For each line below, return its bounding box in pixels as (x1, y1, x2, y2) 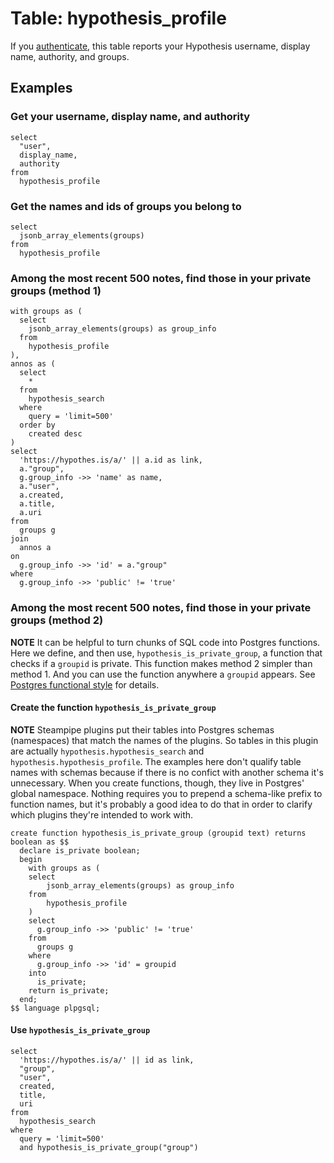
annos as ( (10, 359, 56, 369)
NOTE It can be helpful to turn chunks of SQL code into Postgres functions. (10, 636, 321, 648)
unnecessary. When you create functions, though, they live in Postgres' (10, 777, 305, 789)
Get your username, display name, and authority (10, 110, 251, 124)
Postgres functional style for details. (10, 678, 160, 691)
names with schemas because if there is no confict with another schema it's (10, 766, 324, 778)
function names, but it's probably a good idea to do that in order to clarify (10, 798, 313, 810)
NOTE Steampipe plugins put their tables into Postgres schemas (10, 723, 275, 736)
